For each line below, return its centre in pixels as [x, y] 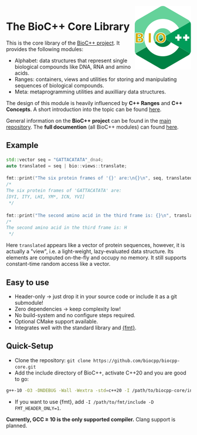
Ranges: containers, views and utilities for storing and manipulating [96, 79]
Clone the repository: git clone [52, 360]
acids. [22, 73]
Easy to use [28, 282]
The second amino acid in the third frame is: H [67, 228]
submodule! [29, 302]
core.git [25, 367]
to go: [22, 379]
